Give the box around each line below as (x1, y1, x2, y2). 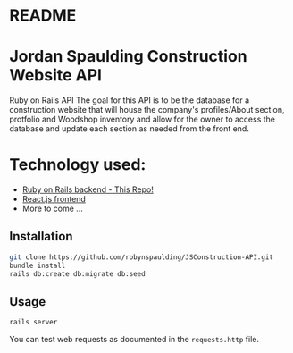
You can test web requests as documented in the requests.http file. (9, 334, 259, 345)
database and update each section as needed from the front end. (9, 123, 250, 134)
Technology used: (9, 155, 146, 175)
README (9, 5, 77, 26)
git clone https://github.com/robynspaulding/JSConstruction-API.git (9, 252, 274, 262)
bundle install (9, 261, 66, 270)
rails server (9, 318, 58, 327)
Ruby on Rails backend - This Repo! (21, 184, 154, 195)
